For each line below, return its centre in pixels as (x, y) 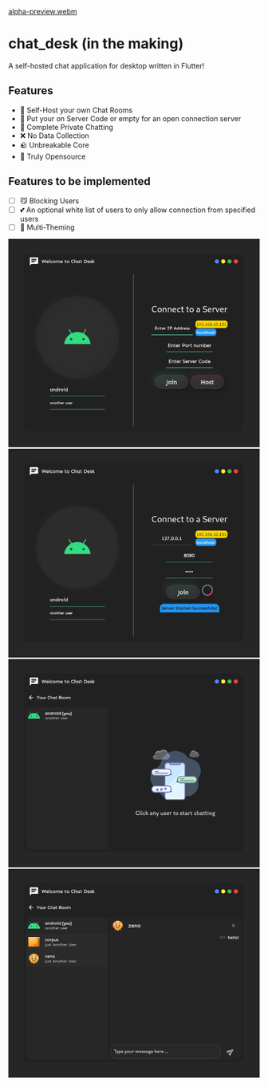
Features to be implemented (80, 181)
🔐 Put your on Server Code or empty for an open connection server (130, 118)
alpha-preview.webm (43, 12)
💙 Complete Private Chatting (67, 127)
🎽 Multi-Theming (47, 227)
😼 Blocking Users (49, 201)
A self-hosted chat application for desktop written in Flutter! (106, 65)
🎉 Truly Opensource (53, 156)
